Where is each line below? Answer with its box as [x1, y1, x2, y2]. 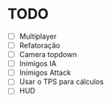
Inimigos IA [19, 59, 57, 68]
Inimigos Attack [19, 68, 72, 77]
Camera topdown [19, 50, 77, 60]
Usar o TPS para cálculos [19, 77, 104, 87]
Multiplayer [19, 31, 57, 41]
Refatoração [19, 41, 60, 50]
